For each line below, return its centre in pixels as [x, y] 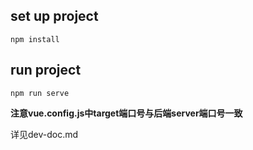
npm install [35, 39]
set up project [54, 16]
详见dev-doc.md [44, 134]
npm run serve [40, 93]
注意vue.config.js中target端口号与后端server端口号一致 [126, 113]
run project [46, 70]
